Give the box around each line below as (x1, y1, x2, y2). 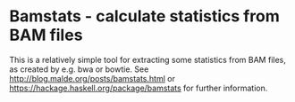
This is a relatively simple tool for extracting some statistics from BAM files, (9, 54, 286, 65)
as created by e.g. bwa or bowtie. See (9, 64, 149, 75)
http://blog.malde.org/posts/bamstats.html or (9, 73, 176, 83)
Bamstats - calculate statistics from (9, 6, 280, 27)
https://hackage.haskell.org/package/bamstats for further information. (9, 82, 268, 93)
